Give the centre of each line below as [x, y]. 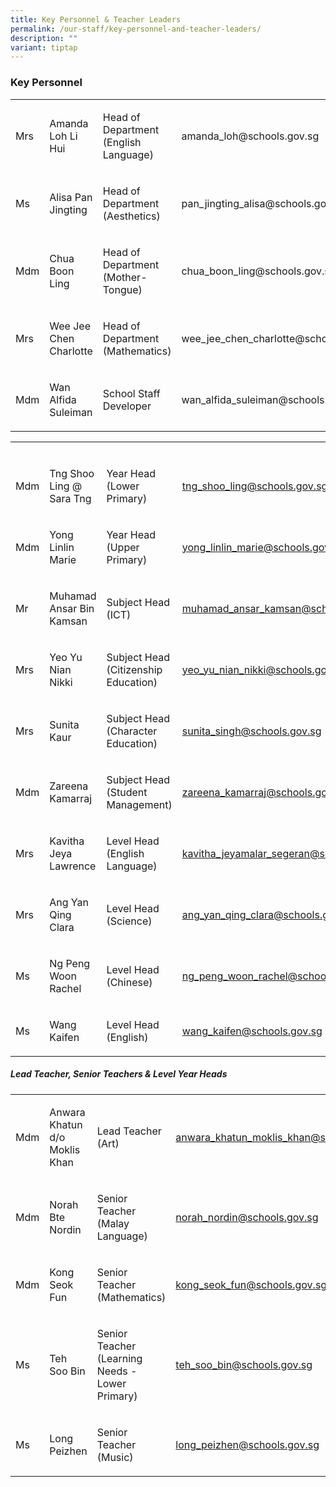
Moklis [65, 1149]
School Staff [131, 393]
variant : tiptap [44, 47]
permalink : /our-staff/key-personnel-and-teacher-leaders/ [136, 29]
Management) [139, 804]
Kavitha [67, 841]
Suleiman [71, 412]
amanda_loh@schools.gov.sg [250, 136]
